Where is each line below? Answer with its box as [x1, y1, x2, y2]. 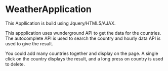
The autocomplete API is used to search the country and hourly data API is [5, 35, 161, 41]
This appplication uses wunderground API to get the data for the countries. [5, 30, 161, 36]
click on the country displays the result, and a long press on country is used [5, 55, 163, 61]
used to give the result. [5, 40, 53, 46]
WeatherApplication [5, 4, 92, 15]
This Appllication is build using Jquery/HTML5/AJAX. [5, 20, 116, 26]
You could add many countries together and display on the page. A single [5, 50, 158, 56]
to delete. [5, 61, 25, 67]
